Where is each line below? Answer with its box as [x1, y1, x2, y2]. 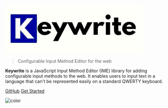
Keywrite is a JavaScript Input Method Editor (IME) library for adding [5, 68, 147, 74]
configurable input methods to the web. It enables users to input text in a [5, 73, 155, 79]
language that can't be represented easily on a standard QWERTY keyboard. [5, 79, 163, 84]
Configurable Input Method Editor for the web [17, 58, 112, 64]
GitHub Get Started [5, 88, 45, 94]
